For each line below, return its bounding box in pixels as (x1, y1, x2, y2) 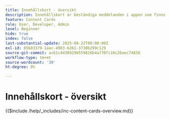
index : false (5, 36, 33, 41)
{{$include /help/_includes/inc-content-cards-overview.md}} (5, 108, 134, 114)
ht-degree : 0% (5, 64, 36, 69)
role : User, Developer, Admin (5, 21, 70, 27)
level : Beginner (5, 27, 40, 32)
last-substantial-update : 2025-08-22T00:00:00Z (5, 41, 109, 46)
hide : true (5, 31, 29, 36)
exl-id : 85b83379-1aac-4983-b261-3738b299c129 (5, 45, 106, 51)
